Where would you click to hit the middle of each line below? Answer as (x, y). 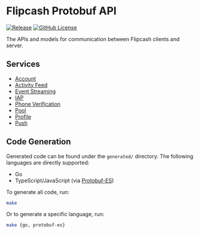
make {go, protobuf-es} (36, 225)
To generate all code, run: (38, 192)
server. (15, 45)
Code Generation (39, 142)
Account (25, 78)
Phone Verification (38, 104)
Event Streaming (35, 91)
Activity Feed (31, 85)
